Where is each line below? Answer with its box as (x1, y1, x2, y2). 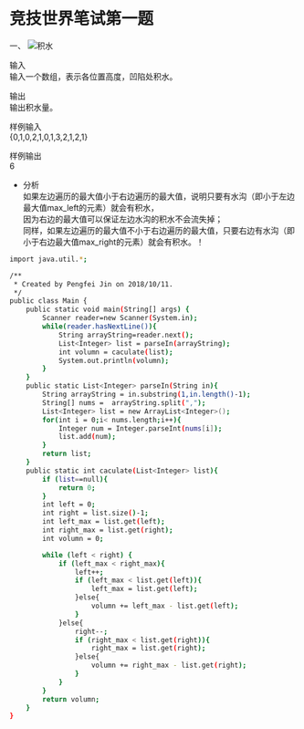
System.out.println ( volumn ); (58, 356, 170, 365)
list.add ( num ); (58, 432, 117, 442)
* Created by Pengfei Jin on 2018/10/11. (13, 279, 173, 288)
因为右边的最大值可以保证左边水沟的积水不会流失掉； (22, 213, 224, 224)
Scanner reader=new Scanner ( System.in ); (42, 314, 198, 323)
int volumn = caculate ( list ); (58, 348, 173, 357)
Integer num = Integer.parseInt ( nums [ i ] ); (58, 423, 223, 433)
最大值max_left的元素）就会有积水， (22, 202, 160, 213)
